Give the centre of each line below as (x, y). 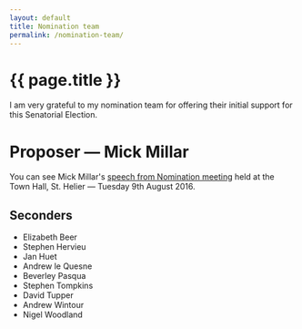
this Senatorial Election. (54, 115)
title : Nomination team (55, 26)
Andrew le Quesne (57, 266)
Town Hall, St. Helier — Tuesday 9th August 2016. (102, 187)
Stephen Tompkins (58, 286)
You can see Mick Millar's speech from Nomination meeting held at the (142, 177)
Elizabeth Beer (50, 237)
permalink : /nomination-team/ (67, 35)
